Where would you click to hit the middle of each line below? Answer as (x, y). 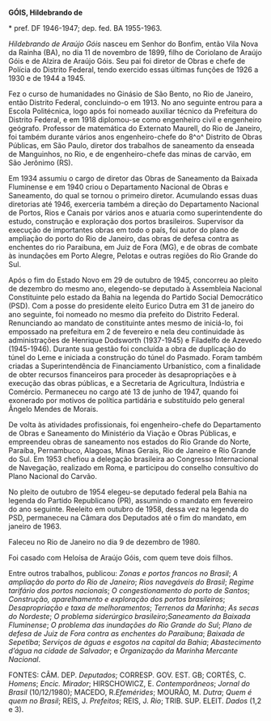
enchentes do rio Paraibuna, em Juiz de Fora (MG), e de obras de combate (133, 247)
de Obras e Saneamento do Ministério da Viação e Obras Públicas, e (123, 433)
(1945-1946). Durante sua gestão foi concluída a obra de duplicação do (127, 349)
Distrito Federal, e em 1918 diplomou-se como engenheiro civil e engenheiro (135, 120)
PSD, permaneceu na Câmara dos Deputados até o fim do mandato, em (127, 517)
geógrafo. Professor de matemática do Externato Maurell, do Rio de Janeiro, (135, 128)
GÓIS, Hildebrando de (46, 13)
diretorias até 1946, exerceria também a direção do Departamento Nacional (134, 204)
